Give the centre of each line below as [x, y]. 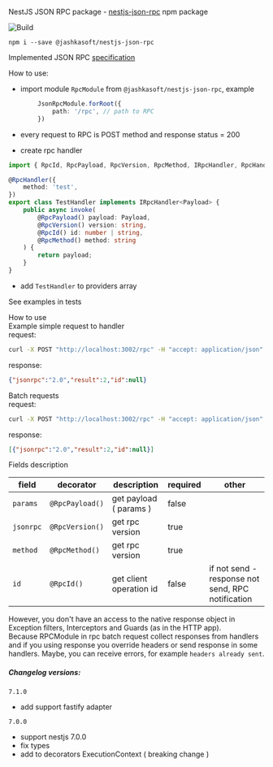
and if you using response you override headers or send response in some [133, 645]
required [184, 485]
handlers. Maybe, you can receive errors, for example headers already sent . [136, 654]
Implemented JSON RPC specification [72, 57]
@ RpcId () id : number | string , [91, 232]
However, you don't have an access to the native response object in [122, 619]
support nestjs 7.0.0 [53, 737]
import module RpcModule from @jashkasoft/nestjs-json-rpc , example [137, 89]
